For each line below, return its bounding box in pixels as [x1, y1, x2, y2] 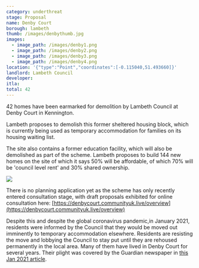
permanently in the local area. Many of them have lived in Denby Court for [6, 242, 188, 249]
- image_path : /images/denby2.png [11, 48, 97, 54]
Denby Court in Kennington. [6, 109, 74, 116]
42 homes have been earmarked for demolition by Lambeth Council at [6, 103, 179, 110]
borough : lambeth [6, 25, 49, 32]
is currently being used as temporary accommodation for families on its [6, 127, 182, 134]
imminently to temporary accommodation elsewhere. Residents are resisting [6, 230, 193, 237]
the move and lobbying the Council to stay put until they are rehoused [6, 236, 178, 244]
